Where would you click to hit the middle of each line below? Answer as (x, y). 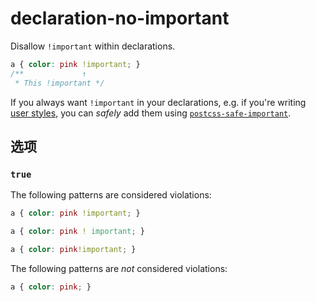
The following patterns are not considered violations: (119, 268)
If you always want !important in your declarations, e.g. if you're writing (158, 102)
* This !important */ (59, 83)
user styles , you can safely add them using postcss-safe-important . (151, 113)
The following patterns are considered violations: (111, 195)
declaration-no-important (120, 18)
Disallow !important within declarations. (93, 46)
